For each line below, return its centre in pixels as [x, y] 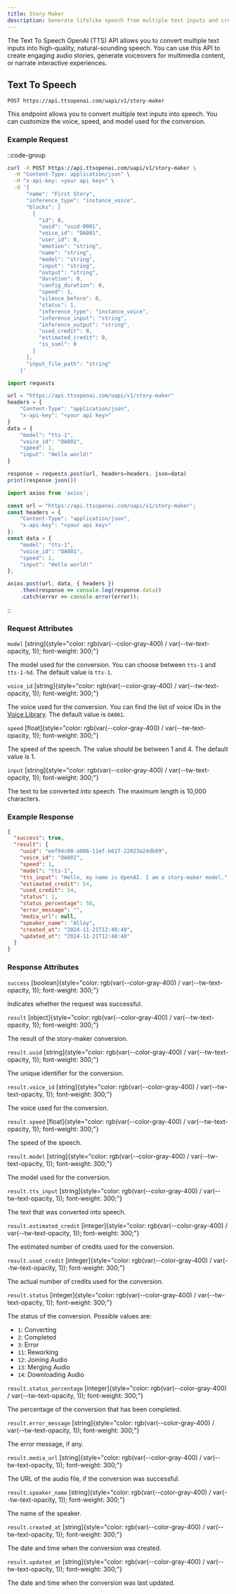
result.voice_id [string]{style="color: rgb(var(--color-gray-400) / [103, 1087]
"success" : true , [39, 838]
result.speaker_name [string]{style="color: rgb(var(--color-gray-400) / [110, 1492]
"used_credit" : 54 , [48, 890]
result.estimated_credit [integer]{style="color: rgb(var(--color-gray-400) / [118, 1225]
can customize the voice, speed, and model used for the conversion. [106, 122]
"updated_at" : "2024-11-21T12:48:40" [75, 936]
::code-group [26, 155]
